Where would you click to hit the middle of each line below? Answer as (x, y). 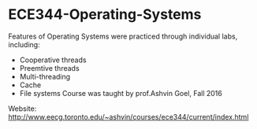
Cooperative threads (53, 60)
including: (24, 44)
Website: (22, 109)
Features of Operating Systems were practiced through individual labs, (123, 36)
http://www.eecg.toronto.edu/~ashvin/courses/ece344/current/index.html (128, 116)
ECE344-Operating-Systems (105, 15)
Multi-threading (45, 76)
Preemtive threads (50, 68)
